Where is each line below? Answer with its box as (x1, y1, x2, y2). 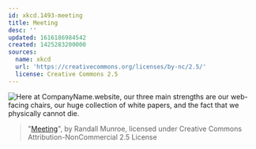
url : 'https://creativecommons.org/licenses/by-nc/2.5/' (15, 63, 207, 71)
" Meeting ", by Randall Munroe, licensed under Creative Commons (27, 124, 243, 133)
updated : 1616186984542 (8, 33, 87, 42)
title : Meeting (8, 19, 58, 27)
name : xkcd (15, 56, 51, 64)
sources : (8, 48, 37, 56)
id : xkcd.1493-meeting (8, 11, 83, 20)
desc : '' (8, 26, 37, 34)
